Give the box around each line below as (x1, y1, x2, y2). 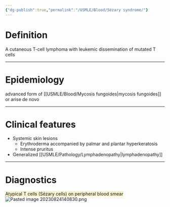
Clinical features (5, 119, 76, 130)
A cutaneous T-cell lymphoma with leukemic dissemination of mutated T (5, 46, 156, 52)
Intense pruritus (20, 146, 54, 152)
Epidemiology (5, 74, 65, 85)
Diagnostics (5, 174, 57, 186)
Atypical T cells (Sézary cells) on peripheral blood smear (5, 191, 123, 197)
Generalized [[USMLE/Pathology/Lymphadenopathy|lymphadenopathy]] (12, 152, 163, 158)
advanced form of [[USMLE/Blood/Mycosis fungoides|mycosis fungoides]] (5, 91, 161, 97)
